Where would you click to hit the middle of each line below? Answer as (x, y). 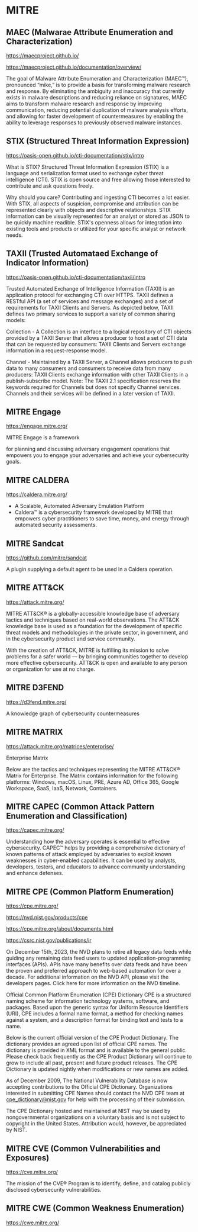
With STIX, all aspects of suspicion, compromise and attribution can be (92, 203)
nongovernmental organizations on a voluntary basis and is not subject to (95, 1117)
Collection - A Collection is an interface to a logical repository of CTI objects (99, 332)
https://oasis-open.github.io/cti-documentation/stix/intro (75, 155)
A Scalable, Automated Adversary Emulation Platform (79, 506)
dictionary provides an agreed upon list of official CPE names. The (87, 1044)
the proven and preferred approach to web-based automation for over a (94, 971)
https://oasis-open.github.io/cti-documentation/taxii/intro (76, 277)
